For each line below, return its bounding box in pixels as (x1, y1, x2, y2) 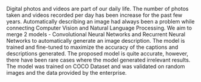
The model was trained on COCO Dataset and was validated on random (6, 63, 185, 70)
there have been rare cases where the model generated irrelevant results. (6, 57, 191, 63)
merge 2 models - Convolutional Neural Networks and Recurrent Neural (6, 31, 186, 38)
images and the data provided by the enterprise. (6, 69, 127, 76)
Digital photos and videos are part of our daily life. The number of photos (6, 5, 189, 12)
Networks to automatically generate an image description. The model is (6, 37, 185, 44)
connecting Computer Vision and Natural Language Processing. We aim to (6, 24, 192, 31)
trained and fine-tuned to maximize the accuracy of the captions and (6, 43, 179, 51)
